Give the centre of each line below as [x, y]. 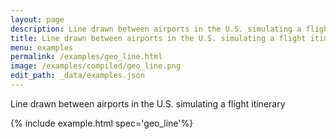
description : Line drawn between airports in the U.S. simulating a [156, 29]
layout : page [37, 19]
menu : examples [42, 47]
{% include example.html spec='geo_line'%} [102, 123]
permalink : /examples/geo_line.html [86, 57]
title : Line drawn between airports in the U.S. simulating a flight [158, 38]
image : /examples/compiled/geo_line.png [96, 66]
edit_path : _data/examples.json [77, 76]
